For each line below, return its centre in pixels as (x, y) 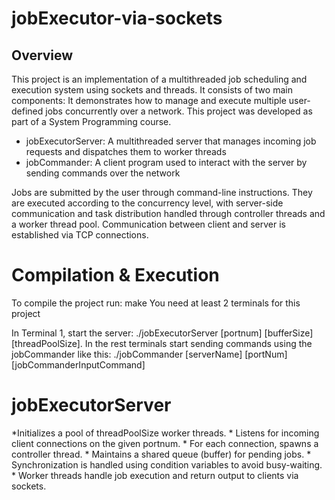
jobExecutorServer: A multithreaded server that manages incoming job (171, 141)
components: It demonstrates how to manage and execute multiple (149, 100)
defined (27, 111)
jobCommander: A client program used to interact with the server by (166, 162)
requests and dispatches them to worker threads (126, 151)
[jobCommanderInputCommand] (78, 364)
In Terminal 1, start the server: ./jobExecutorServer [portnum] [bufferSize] (162, 333)
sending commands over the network (103, 173)
